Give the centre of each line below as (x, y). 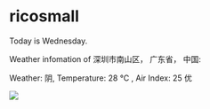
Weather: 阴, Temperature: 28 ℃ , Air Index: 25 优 (101, 78)
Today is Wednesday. (48, 41)
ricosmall (44, 16)
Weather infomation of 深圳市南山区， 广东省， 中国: (105, 58)
